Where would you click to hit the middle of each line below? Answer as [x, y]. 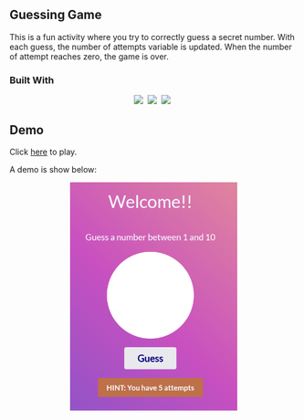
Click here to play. [43, 152]
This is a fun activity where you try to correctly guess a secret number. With [152, 37]
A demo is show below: [53, 169]
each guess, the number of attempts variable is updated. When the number [151, 47]
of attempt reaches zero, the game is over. [89, 56]
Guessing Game [56, 15]
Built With [32, 79]
